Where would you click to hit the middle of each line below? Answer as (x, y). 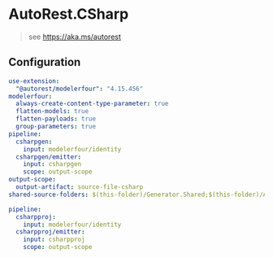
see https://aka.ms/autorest (75, 37)
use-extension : (34, 81)
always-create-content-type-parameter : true (92, 104)
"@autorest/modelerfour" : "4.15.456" (80, 89)
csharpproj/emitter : (50, 232)
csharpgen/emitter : (49, 157)
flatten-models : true (52, 112)
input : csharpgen (52, 164)
